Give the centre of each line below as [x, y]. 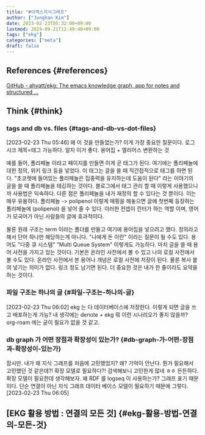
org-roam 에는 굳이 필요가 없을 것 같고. [53, 322]
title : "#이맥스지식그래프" [37, 12]
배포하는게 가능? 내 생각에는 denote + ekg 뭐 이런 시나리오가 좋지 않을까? [100, 314]
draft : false [23, 46]
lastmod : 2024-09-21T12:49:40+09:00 [53, 29]
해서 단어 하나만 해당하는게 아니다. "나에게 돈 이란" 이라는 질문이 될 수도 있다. [98, 237]
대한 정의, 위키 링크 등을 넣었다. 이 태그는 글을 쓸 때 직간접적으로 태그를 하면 [96, 171]
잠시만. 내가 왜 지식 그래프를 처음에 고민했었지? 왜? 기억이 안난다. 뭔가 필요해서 [100, 363]
